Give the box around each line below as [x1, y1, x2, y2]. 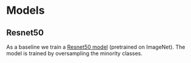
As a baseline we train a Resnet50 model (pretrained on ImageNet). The [6, 43, 186, 50]
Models [6, 4, 45, 17]
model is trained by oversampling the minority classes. [6, 50, 142, 57]
